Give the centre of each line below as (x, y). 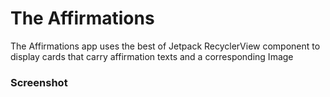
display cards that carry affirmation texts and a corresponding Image (152, 56)
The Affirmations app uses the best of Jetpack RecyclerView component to (165, 46)
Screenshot (39, 82)
